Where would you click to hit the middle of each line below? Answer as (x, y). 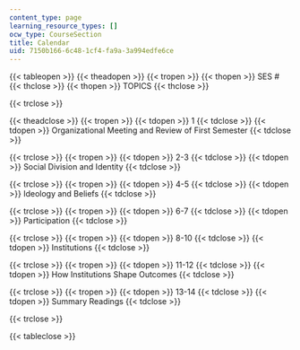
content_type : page (46, 17)
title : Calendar (39, 43)
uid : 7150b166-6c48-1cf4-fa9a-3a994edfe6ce (92, 51)
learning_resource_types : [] (64, 26)
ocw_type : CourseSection (56, 34)
